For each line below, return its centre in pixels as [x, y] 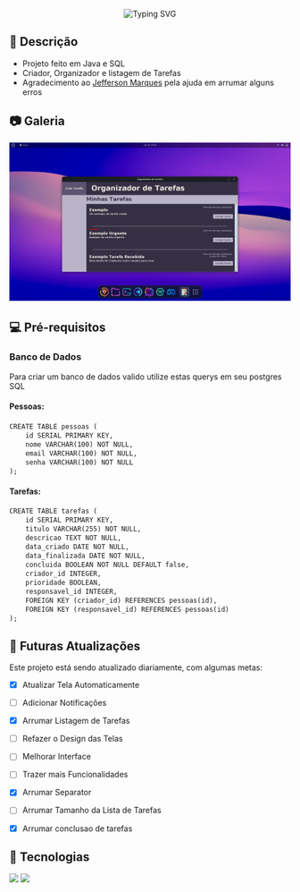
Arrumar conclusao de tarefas [77, 828]
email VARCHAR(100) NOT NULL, [82, 454]
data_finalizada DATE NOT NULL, [85, 556]
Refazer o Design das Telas [72, 739]
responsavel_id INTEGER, [71, 592]
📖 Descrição [44, 42]
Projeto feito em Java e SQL [73, 64]
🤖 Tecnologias [50, 857]
